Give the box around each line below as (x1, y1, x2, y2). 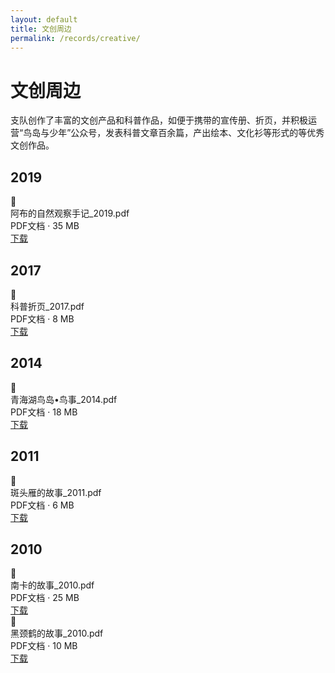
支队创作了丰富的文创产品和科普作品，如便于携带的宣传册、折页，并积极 (10, 114, 308, 126)
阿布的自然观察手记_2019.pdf (10, 207, 130, 220)
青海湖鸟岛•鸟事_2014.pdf (10, 393, 118, 405)
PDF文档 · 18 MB (10, 406, 78, 418)
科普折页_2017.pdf (10, 300, 85, 312)
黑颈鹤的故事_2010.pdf (10, 627, 104, 640)
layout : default (10, 14, 78, 25)
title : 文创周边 (10, 24, 72, 34)
